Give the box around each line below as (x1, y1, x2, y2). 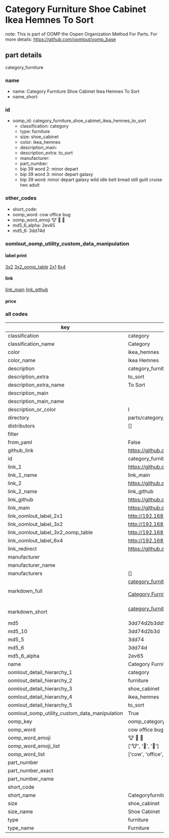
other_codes (5, 195, 37, 202)
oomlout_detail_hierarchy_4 (8, 693, 72, 700)
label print (5, 253, 27, 259)
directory (8, 414, 29, 421)
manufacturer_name (8, 561, 56, 568)
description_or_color (8, 406, 56, 413)
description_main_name (8, 397, 64, 404)
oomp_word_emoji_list (8, 742, 60, 749)
